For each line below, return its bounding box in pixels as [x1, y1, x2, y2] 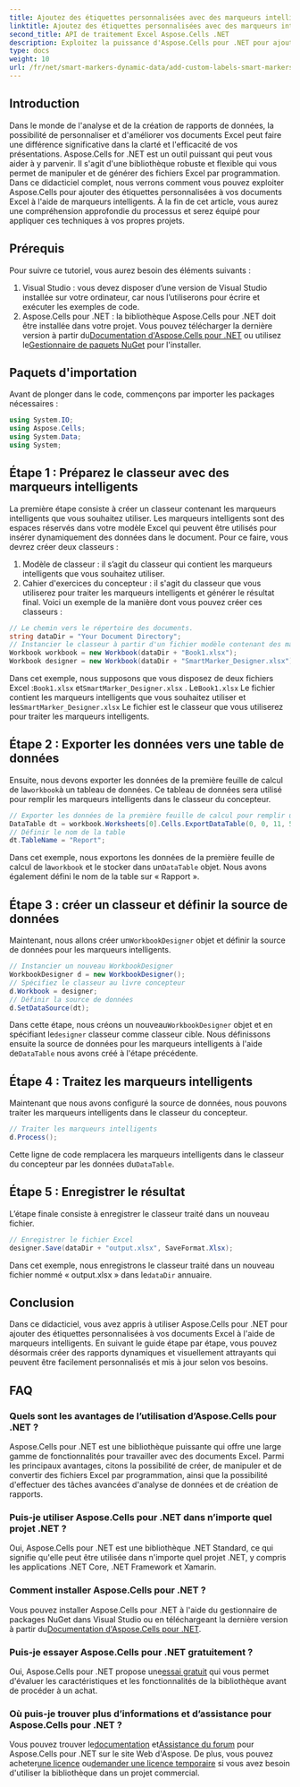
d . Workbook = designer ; [9, 987, 98, 996]
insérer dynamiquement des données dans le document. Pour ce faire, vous [9, 532, 288, 543]
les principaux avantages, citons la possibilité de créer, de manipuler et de [9, 1460, 282, 1471]
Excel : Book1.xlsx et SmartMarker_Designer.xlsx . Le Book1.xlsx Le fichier [9, 682, 275, 693]
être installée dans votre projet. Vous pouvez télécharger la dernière [21, 320, 273, 331]
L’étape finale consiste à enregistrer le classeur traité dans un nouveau [9, 1208, 270, 1218]
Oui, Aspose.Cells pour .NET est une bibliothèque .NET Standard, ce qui [9, 1543, 274, 1553]
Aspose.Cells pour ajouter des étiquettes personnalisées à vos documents [9, 186, 283, 197]
